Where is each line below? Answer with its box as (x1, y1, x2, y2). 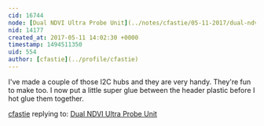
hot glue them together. (8, 94, 84, 103)
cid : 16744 (8, 11, 44, 20)
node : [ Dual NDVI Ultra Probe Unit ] (8, 19, 128, 27)
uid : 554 (8, 48, 37, 56)
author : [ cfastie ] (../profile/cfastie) (8, 56, 139, 64)
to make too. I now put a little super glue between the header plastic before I (8, 85, 255, 94)
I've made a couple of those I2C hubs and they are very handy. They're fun (8, 76, 251, 87)
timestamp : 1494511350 (8, 41, 82, 49)
